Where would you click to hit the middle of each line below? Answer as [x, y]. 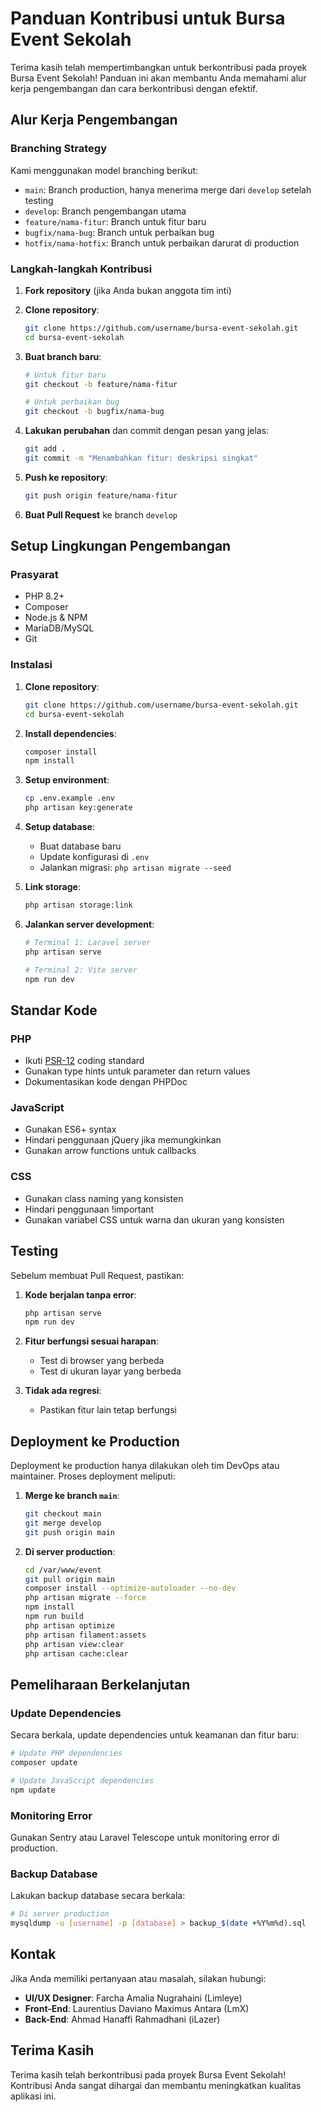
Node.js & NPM [56, 618]
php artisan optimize [69, 1625]
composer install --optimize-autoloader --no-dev [130, 1588]
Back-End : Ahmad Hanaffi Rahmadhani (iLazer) [122, 2019]
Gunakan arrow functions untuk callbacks [110, 1151]
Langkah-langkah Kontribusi [81, 269]
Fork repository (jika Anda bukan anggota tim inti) [128, 290]
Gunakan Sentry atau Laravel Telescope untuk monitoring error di [145, 1837]
